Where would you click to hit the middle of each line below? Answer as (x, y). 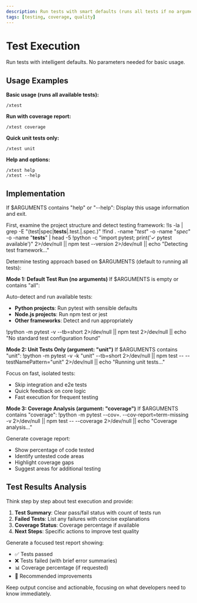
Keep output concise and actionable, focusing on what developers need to (96, 587)
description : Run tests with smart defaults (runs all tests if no (90, 11)
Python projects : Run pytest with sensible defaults (76, 308)
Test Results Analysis (46, 487)
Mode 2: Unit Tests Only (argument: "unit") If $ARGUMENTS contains (92, 350)
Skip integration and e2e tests (51, 385)
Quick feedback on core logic (50, 391)
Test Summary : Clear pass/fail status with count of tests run (88, 512)
